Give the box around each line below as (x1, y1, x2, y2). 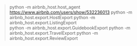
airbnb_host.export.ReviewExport (9, 35, 78, 41)
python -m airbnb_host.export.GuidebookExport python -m (9, 25, 131, 31)
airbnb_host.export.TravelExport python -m (9, 30, 98, 36)
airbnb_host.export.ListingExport (9, 20, 77, 25)
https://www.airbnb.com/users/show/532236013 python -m (9, 9, 133, 15)
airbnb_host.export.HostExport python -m (9, 15, 96, 20)
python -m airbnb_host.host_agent (9, 4, 81, 10)
